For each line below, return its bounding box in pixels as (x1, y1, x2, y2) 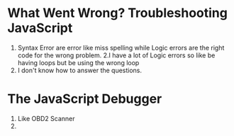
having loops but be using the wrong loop (17, 58, 140, 67)
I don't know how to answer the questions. (17, 66, 143, 74)
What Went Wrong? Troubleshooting (7, 5, 228, 21)
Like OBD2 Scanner (17, 114, 75, 123)
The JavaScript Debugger (7, 91, 162, 107)
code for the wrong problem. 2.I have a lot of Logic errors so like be (17, 51, 216, 59)
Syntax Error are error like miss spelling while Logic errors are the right (17, 43, 225, 52)
